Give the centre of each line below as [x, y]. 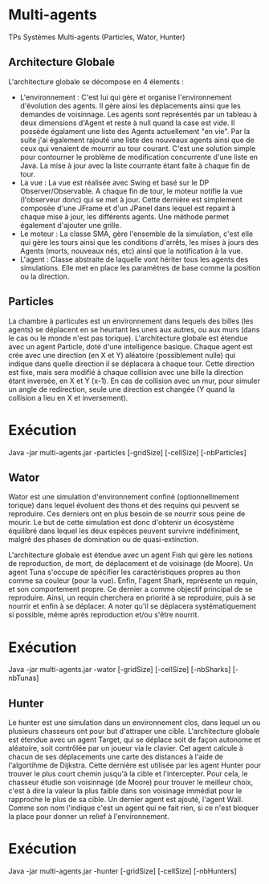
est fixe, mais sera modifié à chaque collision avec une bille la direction [126, 372]
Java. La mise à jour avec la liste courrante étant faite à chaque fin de [135, 165]
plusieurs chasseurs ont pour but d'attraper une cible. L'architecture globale [134, 731]
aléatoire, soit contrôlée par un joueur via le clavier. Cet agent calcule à [126, 748]
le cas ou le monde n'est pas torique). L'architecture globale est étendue [128, 338]
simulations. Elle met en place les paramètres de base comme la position [140, 267]
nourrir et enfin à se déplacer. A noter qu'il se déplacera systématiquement [132, 606]
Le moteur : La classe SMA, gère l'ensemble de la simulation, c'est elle [137, 234]
